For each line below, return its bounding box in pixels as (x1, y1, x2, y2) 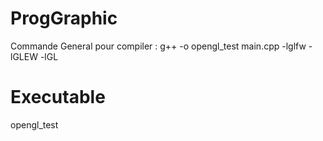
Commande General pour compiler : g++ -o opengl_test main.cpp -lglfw (10, 40, 307, 52)
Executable (10, 86, 106, 109)
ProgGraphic (10, 7, 118, 30)
